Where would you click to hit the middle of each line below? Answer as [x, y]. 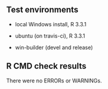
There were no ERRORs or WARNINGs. [54, 81]
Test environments [42, 10]
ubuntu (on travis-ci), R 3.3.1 [50, 36]
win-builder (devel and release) [54, 47]
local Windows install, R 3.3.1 [50, 24]
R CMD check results [46, 66]
